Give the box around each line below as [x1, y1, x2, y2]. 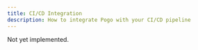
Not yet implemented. [7, 35, 69, 43]
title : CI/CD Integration [7, 10, 82, 17]
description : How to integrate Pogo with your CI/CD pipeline [7, 16, 191, 23]
